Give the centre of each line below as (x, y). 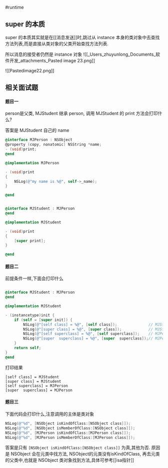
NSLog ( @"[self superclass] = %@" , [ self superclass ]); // (88, 334)
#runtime (14, 7)
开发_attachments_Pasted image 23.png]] (52, 60)
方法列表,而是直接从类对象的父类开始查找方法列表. (57, 43)
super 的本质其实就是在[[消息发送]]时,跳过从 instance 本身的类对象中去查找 (82, 37)
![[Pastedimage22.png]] (30, 70)
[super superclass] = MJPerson (39, 390)
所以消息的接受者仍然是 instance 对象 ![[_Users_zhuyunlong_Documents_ (80, 54)
